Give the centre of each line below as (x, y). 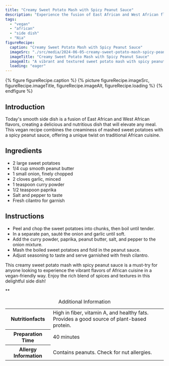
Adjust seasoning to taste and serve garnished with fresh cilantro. (81, 255)
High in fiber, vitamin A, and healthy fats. (101, 313)
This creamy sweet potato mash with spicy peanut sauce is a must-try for (81, 265)
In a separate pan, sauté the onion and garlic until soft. (69, 234)
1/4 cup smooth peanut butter (43, 168)
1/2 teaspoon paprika (34, 190)
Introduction (25, 107)
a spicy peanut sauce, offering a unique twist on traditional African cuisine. (83, 135)
